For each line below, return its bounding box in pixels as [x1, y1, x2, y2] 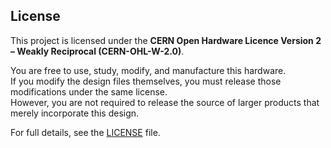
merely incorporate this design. [10, 107, 140, 119]
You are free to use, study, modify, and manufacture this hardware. [10, 64, 287, 76]
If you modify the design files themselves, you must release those [10, 75, 282, 87]
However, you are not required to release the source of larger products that [10, 96, 320, 108]
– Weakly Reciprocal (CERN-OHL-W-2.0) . [10, 45, 185, 57]
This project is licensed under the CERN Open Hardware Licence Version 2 [10, 34, 322, 46]
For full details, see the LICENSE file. [10, 126, 161, 138]
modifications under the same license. [10, 85, 168, 98]
